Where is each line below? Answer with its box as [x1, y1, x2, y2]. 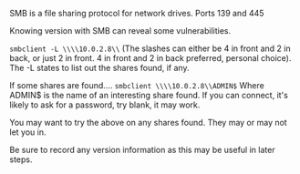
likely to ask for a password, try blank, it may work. [9, 99, 201, 110]
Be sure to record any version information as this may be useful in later [9, 145, 275, 155]
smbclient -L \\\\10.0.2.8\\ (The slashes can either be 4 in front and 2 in [9, 43, 291, 54]
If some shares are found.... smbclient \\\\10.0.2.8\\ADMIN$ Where [9, 80, 264, 90]
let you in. [9, 127, 47, 138]
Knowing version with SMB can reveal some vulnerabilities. [9, 26, 232, 36]
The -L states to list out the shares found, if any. [9, 63, 190, 73]
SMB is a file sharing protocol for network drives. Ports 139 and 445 [9, 8, 264, 18]
